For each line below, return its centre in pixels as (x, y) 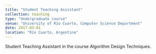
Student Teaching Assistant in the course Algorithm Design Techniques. (78, 46)
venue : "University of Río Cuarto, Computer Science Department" (74, 23)
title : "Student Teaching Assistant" (44, 10)
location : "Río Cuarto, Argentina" (42, 32)
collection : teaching (27, 14)
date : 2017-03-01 (23, 28)
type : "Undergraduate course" (36, 19)
